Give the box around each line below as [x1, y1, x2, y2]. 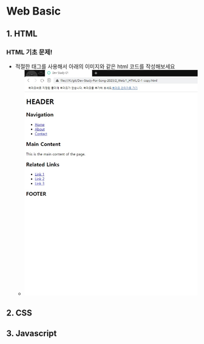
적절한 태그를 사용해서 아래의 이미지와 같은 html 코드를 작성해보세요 [15, 63, 175, 70]
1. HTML [6, 29, 38, 39]
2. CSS [6, 308, 32, 318]
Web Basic [6, 4, 61, 18]
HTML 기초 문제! [6, 47, 53, 56]
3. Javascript [6, 328, 57, 339]
